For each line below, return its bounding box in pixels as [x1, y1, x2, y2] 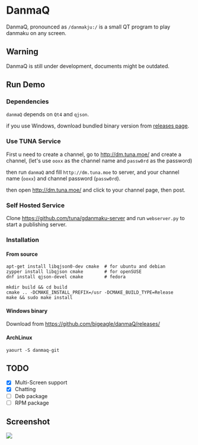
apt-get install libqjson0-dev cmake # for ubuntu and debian [6, 263, 166, 270]
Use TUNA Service [6, 137, 61, 145]
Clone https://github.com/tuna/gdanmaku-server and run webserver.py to [6, 215, 185, 222]
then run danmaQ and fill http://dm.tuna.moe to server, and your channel [6, 169, 180, 176]
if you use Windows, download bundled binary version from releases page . [6, 122, 190, 129]
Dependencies [6, 97, 49, 106]
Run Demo [6, 80, 46, 90]
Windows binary [6, 307, 48, 314]
